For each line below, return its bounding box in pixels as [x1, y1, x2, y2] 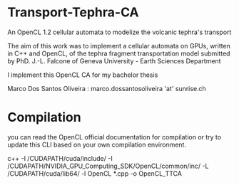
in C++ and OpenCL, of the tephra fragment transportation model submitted [7, 49, 230, 58]
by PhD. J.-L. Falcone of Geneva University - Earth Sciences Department [7, 56, 221, 65]
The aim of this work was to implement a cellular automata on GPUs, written [7, 41, 230, 50]
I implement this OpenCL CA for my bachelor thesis [7, 70, 158, 79]
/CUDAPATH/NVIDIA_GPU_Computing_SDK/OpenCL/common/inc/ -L [7, 162, 209, 170]
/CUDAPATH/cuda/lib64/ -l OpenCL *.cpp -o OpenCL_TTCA [7, 169, 182, 178]
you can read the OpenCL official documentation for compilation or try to [7, 132, 222, 141]
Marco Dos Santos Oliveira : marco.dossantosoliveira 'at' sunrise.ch [7, 84, 207, 92]
